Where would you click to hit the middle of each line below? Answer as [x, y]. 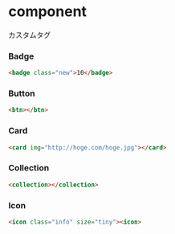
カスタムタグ [29, 35]
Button [22, 93]
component [47, 12]
